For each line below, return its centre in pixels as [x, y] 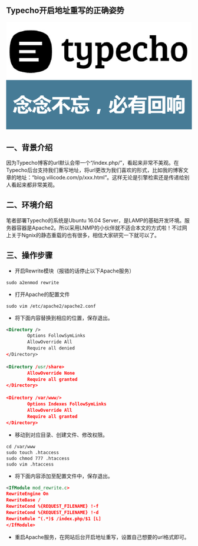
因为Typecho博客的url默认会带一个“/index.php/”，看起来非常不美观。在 [93, 162]
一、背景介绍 [29, 147]
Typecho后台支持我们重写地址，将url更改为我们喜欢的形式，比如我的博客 [95, 170]
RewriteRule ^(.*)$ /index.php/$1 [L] [54, 519]
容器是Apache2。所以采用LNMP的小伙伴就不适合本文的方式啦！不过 [99, 228]
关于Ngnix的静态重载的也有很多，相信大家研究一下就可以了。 [85, 235]
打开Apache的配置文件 [42, 294]
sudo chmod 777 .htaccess [38, 458]
